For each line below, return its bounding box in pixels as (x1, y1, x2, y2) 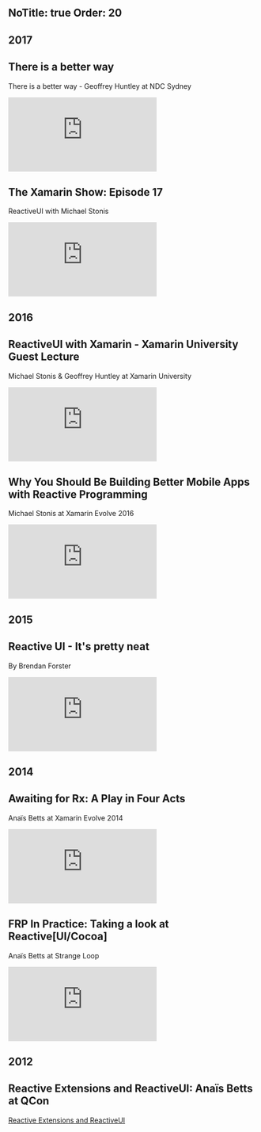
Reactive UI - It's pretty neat (8, 640, 150, 653)
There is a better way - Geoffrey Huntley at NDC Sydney (8, 81, 192, 90)
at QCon (8, 1094, 50, 1108)
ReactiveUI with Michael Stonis (8, 206, 109, 216)
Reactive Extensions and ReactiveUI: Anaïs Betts (8, 1082, 253, 1096)
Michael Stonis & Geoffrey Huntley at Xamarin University (8, 371, 192, 381)
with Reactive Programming (8, 488, 148, 501)
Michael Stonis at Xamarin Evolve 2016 (8, 509, 134, 518)
